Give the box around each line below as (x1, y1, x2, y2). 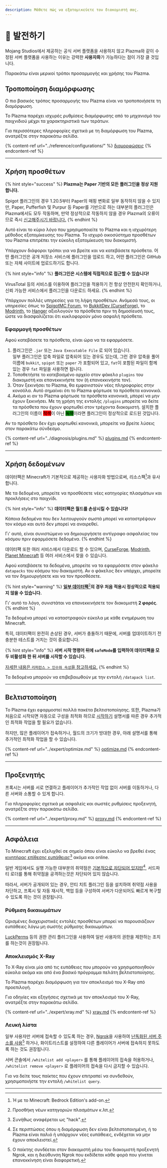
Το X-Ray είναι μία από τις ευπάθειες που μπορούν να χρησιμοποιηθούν (5, 964, 155, 970)
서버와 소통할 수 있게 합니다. (10, 791, 65, 797)
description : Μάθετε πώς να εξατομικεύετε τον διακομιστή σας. (5, 7, 139, 12)
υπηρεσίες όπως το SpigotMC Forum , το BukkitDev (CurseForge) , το (5, 303, 146, 309)
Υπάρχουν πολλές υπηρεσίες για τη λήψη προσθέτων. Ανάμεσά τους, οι (5, 297, 155, 303)
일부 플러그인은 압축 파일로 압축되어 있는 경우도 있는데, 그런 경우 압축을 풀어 (12, 354, 160, 360)
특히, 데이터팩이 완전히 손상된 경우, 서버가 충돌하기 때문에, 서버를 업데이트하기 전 (5, 630, 162, 636)
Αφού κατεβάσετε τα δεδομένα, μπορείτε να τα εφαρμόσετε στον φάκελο (5, 562, 159, 568)
